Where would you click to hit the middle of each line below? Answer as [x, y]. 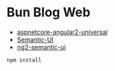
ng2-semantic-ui [41, 47]
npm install [24, 60]
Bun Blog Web [49, 12]
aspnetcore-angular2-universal [62, 32]
